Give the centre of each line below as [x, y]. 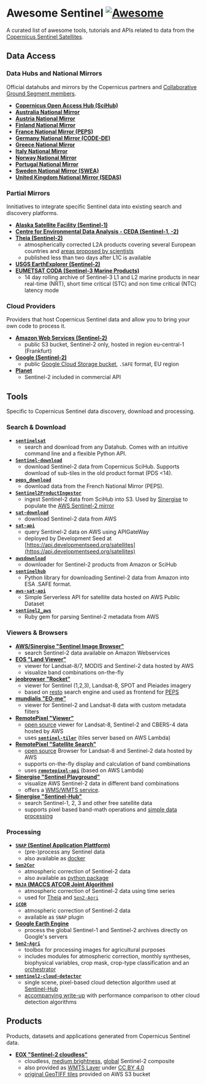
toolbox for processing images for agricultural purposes [95, 949]
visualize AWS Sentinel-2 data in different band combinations [102, 783]
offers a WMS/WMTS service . [62, 790]
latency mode [42, 290]
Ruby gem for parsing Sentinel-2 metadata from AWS [92, 617]
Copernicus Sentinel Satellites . [45, 36]
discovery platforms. [32, 213]
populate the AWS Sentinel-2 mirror [69, 506]
